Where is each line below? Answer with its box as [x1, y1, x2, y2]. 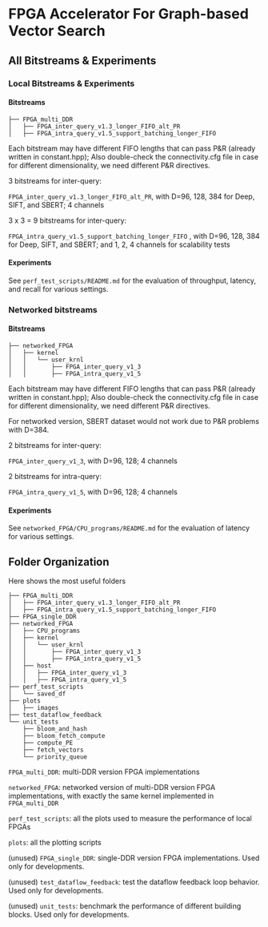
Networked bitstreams [8, 304, 98, 315]
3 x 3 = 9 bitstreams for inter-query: [8, 216, 126, 225]
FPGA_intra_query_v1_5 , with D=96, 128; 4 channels [8, 487, 178, 497]
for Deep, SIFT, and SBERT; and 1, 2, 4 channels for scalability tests [8, 240, 230, 249]
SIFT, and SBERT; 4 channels [8, 200, 105, 209]
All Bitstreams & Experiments [8, 54, 157, 67]
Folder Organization [8, 554, 110, 569]
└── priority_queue [22, 753, 88, 761]
